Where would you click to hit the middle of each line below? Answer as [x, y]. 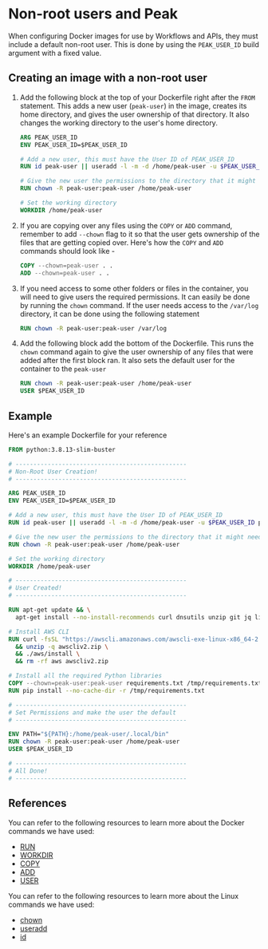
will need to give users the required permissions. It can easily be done [135, 297]
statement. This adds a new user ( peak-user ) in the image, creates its [133, 105]
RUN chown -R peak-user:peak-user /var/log [93, 328]
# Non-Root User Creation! [53, 472]
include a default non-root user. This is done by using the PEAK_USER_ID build [134, 44]
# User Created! [35, 588]
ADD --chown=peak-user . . [65, 273]
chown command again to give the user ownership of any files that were [136, 352]
